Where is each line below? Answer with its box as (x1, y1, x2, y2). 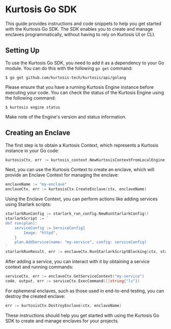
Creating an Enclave (5, 129, 70, 137)
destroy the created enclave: (5, 293, 66, 299)
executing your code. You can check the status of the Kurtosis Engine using (5, 89, 164, 96)
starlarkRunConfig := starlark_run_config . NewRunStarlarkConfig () (5, 211, 149, 217)
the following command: (5, 95, 56, 101)
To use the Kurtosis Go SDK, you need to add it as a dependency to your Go (5, 60, 164, 66)
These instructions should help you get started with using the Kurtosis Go (5, 312, 159, 318)
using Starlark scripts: (5, 201, 51, 207)
